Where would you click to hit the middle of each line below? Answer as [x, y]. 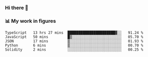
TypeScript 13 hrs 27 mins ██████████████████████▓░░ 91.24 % [74, 33]
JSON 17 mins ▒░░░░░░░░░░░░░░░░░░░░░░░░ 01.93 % [74, 41]
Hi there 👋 [17, 8]
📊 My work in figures [31, 21]
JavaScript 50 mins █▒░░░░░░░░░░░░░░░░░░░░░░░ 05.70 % [74, 37]
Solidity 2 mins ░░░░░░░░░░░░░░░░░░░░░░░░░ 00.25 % [74, 50]
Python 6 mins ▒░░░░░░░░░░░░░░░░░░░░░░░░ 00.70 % [74, 45]
